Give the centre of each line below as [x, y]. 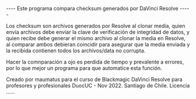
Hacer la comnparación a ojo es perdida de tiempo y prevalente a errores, [95, 62]
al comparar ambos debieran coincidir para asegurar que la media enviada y [98, 44]
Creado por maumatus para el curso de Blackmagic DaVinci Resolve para [94, 79]
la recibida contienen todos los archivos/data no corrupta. [76, 51]
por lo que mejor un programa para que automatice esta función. [84, 68]
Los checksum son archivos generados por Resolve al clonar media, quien [96, 26]
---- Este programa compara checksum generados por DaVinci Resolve [92, 8]
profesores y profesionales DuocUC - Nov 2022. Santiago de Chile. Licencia [98, 86]
